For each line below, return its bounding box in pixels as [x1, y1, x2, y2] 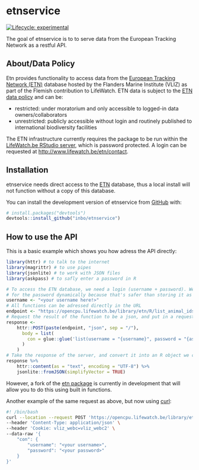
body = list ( [21, 330, 54, 336]
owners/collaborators [14, 111, 68, 118]
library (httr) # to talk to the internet [6, 259, 110, 265]
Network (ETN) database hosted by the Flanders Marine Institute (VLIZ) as [6, 81, 188, 88]
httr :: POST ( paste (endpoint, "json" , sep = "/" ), [17, 325, 139, 331]
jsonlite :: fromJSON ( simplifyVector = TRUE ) [17, 369, 126, 375]
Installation [6, 165, 49, 175]
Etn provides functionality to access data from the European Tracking [6, 74, 176, 81]
